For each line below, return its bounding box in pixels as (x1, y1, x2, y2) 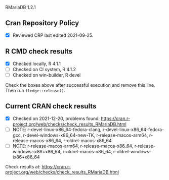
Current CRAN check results (5, 102, 97, 110)
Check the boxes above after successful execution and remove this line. (5, 82, 155, 88)
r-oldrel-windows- (113, 148, 152, 154)
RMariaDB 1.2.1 (5, 5, 36, 10)
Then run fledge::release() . (5, 87, 66, 93)
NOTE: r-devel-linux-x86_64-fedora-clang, (12, 126, 102, 133)
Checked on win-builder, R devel (12, 72, 81, 78)
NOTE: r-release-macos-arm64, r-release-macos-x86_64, (12, 143, 134, 149)
